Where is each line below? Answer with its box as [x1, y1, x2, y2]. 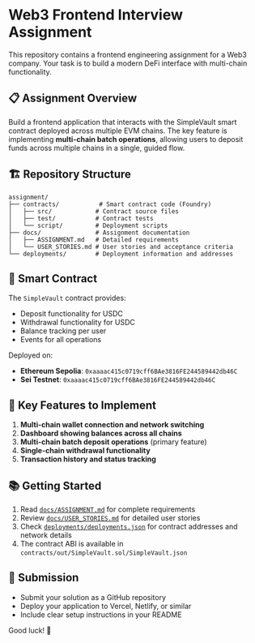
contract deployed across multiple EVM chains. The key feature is [8, 126, 228, 135]
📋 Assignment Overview [8, 92, 138, 105]
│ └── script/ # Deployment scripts [8, 221, 168, 229]
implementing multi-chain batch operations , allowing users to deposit [8, 134, 244, 144]
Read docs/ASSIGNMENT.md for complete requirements [19, 504, 196, 514]
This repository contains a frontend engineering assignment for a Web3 [8, 49, 247, 59]
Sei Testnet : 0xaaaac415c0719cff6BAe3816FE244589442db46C [19, 375, 216, 384]
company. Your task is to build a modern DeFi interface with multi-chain [8, 58, 248, 68]
